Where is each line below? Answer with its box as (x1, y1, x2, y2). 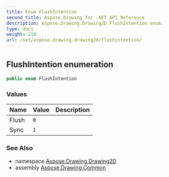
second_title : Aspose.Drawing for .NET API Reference (6, 15, 145, 21)
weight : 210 (6, 32, 36, 38)
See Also (6, 144, 33, 152)
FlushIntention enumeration (6, 59, 114, 70)
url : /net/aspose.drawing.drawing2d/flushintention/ (6, 37, 142, 43)
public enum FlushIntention (6, 75, 78, 82)
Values (6, 90, 27, 98)
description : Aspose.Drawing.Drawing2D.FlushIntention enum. (6, 20, 164, 26)
